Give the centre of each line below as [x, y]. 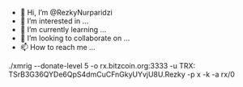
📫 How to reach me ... [58, 47]
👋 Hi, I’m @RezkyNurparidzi [66, 12]
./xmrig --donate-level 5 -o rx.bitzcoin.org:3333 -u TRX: [102, 66]
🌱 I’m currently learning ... [63, 29]
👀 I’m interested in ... [54, 21]
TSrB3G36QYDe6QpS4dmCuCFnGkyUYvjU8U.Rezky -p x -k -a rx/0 [122, 74]
